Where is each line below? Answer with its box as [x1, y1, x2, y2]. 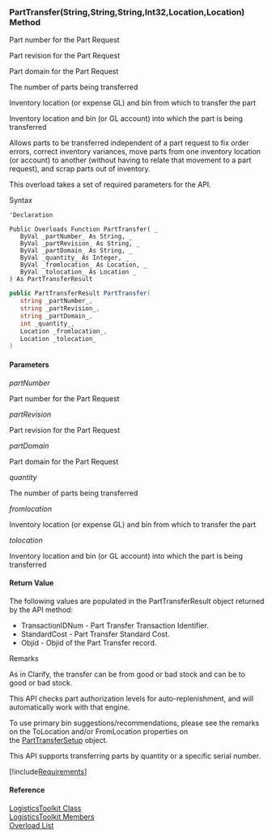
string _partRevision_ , [19, 305, 100, 313]
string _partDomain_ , [19, 312, 93, 320]
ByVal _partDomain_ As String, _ [19, 247, 133, 255]
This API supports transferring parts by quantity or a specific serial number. [9, 750, 261, 761]
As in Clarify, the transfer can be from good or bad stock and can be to [9, 669, 246, 679]
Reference [9, 785, 45, 795]
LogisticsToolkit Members [9, 811, 96, 822]
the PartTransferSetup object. [9, 735, 108, 745]
